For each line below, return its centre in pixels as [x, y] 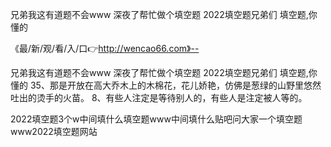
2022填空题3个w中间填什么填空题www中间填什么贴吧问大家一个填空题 [156, 119]
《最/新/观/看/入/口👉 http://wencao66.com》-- [105, 48]
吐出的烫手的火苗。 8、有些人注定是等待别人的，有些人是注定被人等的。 [159, 97]
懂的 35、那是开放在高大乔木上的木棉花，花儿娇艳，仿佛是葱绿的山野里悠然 [166, 85]
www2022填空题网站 [54, 131]
